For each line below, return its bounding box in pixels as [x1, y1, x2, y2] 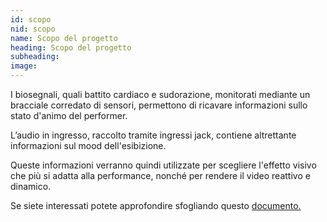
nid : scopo [10, 24, 56, 34]
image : [10, 61, 38, 71]
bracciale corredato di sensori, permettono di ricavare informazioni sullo [10, 99, 308, 111]
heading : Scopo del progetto [10, 42, 132, 53]
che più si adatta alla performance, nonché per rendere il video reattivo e [10, 170, 311, 181]
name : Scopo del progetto [10, 33, 118, 43]
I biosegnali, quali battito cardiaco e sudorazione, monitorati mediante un [10, 89, 311, 100]
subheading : [10, 52, 60, 62]
